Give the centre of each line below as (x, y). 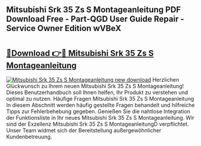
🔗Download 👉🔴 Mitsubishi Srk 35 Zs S (80, 53)
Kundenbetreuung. (29, 137)
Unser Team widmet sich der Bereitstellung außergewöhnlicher (84, 130)
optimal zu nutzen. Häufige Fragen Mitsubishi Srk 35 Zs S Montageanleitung (100, 99)
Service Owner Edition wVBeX (64, 28)
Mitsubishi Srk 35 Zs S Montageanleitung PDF (94, 10)
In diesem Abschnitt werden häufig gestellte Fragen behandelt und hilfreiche (100, 105)
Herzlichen (166, 80)
